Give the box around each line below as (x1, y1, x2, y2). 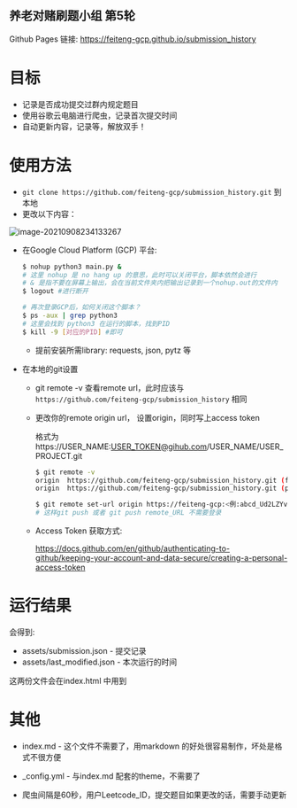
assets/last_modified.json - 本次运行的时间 (21, 656, 178, 667)
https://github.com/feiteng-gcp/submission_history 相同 (34, 393, 247, 404)
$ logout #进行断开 (21, 287, 88, 296)
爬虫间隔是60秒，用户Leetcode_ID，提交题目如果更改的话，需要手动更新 (21, 789, 287, 800)
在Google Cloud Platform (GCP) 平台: (21, 245, 157, 255)
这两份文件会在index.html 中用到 (9, 676, 127, 686)
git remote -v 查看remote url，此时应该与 (34, 382, 185, 392)
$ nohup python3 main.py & (21, 262, 122, 271)
